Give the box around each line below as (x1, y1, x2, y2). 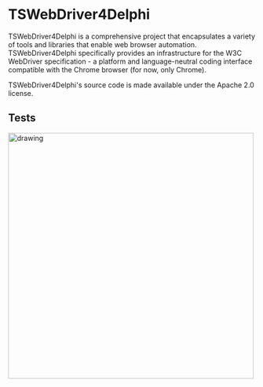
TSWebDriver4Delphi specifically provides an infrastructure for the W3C (8, 48, 242, 57)
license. (8, 88, 34, 98)
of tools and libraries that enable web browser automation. (8, 39, 198, 49)
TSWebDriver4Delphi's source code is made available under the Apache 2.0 (8, 80, 255, 90)
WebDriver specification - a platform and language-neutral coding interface (8, 57, 253, 66)
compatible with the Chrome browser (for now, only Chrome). (8, 64, 206, 74)
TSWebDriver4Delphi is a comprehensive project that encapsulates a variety (8, 31, 256, 41)
